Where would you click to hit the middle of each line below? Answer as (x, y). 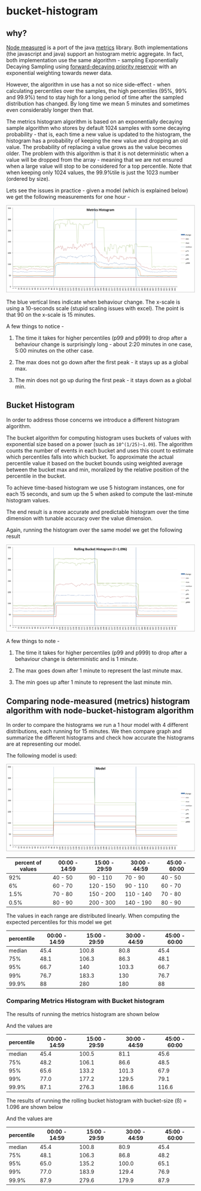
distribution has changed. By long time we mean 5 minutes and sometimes (98, 104)
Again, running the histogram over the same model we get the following (94, 530)
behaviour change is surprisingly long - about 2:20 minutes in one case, (103, 344)
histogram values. (28, 500)
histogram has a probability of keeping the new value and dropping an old (97, 141)
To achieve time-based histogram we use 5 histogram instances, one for (95, 487)
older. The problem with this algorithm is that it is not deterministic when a (98, 153)
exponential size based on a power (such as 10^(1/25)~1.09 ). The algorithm (100, 444)
